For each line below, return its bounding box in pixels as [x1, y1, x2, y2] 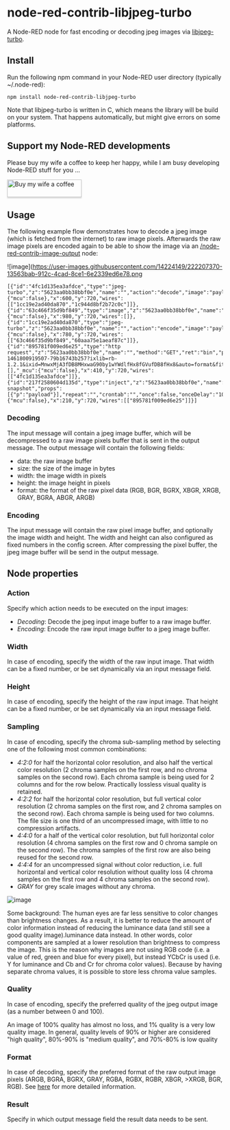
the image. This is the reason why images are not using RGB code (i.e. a [7, 945, 210, 953]
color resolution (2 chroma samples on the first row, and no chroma [16, 765, 207, 773]
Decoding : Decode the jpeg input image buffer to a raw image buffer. [16, 617, 212, 626]
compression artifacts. [16, 824, 81, 832]
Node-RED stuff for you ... [7, 166, 81, 174]
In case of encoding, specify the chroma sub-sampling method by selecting [7, 737, 221, 746]
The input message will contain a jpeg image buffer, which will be [7, 429, 192, 437]
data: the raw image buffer [16, 457, 92, 465]
